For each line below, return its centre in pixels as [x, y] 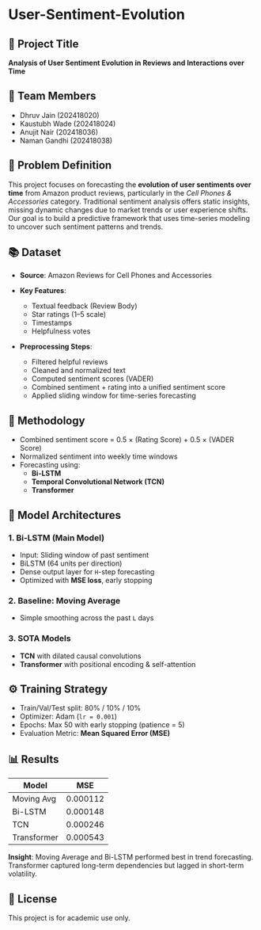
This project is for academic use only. [69, 917]
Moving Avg [34, 799]
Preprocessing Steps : [56, 347]
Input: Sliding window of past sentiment [84, 555]
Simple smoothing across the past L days [87, 618]
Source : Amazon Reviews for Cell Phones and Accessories [115, 276]
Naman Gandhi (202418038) [66, 140]
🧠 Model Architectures [64, 515]
